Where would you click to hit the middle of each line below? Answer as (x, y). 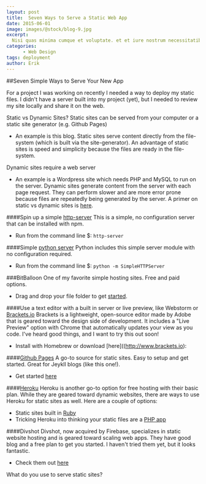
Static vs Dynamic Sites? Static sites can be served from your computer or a (103, 118)
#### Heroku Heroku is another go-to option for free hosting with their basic (102, 388)
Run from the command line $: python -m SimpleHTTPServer (90, 266)
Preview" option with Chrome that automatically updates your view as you (100, 327)
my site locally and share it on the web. (56, 105)
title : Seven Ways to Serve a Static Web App (67, 18)
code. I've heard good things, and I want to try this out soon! (83, 334)
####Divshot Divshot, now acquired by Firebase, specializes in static (93, 431)
